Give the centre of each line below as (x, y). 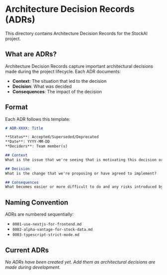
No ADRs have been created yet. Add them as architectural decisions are (80, 262)
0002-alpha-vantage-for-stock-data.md (52, 230)
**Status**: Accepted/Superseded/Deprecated (52, 137)
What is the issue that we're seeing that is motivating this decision (81, 160)
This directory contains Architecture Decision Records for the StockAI (77, 33)
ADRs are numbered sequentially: (39, 215)
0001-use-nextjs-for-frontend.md (47, 224)
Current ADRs (27, 250)
